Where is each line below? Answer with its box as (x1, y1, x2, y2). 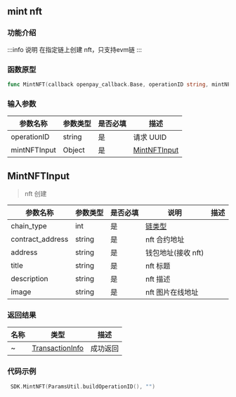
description (11, 273, 48, 283)
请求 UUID (133, 133, 167, 143)
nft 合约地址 (145, 235, 185, 245)
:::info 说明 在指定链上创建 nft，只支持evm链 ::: (7, 45, 143, 53)
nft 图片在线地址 (145, 287, 199, 297)
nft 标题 (145, 261, 171, 271)
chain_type (11, 221, 47, 230)
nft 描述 (145, 274, 171, 284)
